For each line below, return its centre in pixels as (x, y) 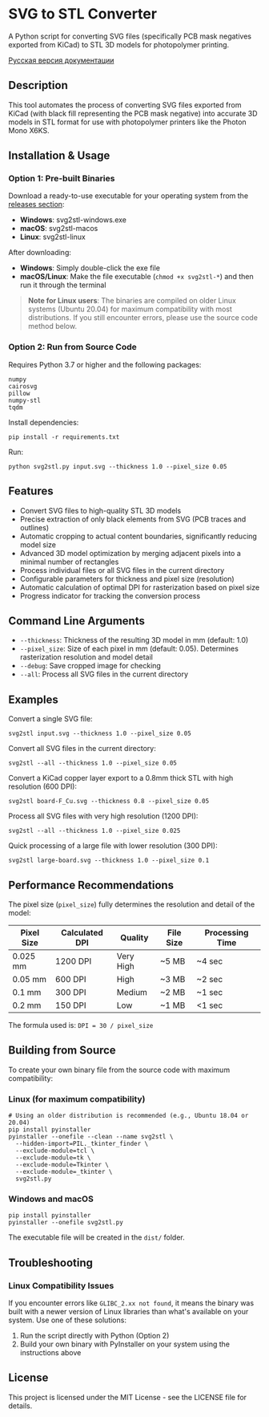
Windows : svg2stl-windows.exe (73, 220)
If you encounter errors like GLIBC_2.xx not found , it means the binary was (131, 1303)
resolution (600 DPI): (43, 786)
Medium (132, 992)
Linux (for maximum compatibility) (77, 1098)
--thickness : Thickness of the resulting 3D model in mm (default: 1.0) (134, 640)
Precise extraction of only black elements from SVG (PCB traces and (133, 519)
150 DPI (70, 1005)
